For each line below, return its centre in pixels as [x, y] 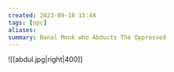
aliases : [22, 30]
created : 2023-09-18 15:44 [52, 15]
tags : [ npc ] [27, 23]
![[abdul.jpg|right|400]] [45, 59]
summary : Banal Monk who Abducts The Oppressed [87, 37]
